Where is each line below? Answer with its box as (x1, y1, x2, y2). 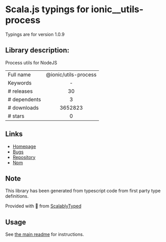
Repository (12, 154, 36, 160)
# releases (8, 88, 33, 95)
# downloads (8, 104, 39, 111)
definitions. (5, 193, 29, 199)
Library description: (5, 46, 70, 55)
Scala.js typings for (5, 4, 89, 15)
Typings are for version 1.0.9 (5, 31, 65, 37)
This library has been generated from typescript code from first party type (5, 187, 161, 194)
